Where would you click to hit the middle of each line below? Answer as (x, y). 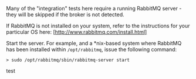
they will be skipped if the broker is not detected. (65, 15)
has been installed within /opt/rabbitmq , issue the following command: (92, 49)
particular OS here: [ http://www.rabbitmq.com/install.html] (77, 32)
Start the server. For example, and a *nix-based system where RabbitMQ (94, 43)
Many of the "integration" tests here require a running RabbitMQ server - (94, 8)
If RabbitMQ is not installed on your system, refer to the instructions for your (98, 26)
